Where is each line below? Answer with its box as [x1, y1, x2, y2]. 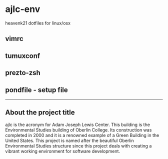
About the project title [5, 108, 75, 117]
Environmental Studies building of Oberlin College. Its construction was [5, 126, 152, 133]
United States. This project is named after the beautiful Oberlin [5, 137, 134, 143]
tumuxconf [5, 51, 40, 60]
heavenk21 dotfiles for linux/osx [5, 20, 71, 26]
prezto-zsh [5, 68, 41, 77]
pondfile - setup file [5, 85, 68, 94]
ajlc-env [5, 3, 40, 15]
